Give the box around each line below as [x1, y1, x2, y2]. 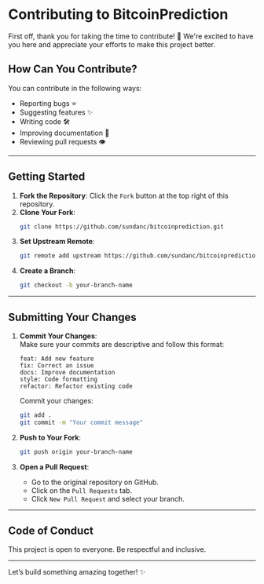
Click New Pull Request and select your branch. [31, 494, 185, 503]
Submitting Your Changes [8, 310, 137, 323]
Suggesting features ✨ [19, 108, 93, 117]
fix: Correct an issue [19, 362, 94, 370]
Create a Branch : [19, 266, 76, 276]
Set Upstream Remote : [19, 237, 95, 246]
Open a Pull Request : [19, 462, 90, 472]
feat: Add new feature [19, 355, 94, 363]
